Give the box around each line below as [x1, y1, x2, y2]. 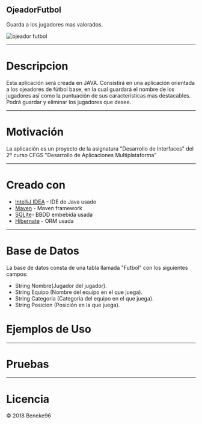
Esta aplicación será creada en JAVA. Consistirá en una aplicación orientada [6, 79, 195, 86]
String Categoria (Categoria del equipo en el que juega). [14, 295, 155, 302]
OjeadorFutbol [6, 5, 62, 15]
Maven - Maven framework [14, 204, 82, 211]
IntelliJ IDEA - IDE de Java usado [14, 198, 97, 205]
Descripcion [6, 60, 69, 73]
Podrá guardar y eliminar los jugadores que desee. [6, 98, 132, 105]
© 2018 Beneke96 [6, 412, 52, 419]
